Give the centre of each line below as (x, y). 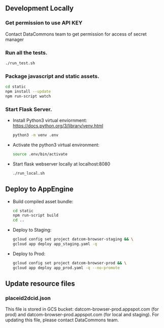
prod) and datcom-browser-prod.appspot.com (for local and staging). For (82, 315)
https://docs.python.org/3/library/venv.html (58, 126)
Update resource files (40, 284)
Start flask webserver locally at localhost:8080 (61, 164)
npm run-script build (35, 215)
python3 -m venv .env (36, 135)
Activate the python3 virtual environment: (56, 145)
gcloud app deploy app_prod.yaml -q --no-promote (66, 268)
